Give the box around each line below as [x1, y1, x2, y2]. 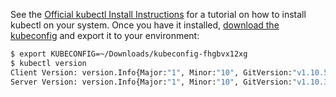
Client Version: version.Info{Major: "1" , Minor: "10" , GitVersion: [10, 67, 293, 78]
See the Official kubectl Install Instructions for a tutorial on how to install [10, 9, 307, 20]
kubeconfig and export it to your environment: [10, 30, 200, 41]
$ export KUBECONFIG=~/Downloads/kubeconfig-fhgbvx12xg [10, 49, 248, 59]
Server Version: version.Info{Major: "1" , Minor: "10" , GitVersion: [10, 77, 293, 87]
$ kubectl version [10, 58, 87, 68]
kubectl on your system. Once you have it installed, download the [10, 19, 280, 31]
